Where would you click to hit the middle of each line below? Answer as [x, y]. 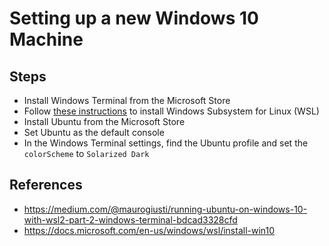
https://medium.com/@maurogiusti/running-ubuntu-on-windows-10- [165, 209]
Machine [46, 39]
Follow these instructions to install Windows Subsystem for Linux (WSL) [171, 111]
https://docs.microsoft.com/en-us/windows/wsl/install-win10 [149, 230]
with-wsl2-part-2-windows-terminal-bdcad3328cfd [130, 219]
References [46, 185]
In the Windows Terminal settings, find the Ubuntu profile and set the [166, 143]
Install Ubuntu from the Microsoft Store [104, 121]
